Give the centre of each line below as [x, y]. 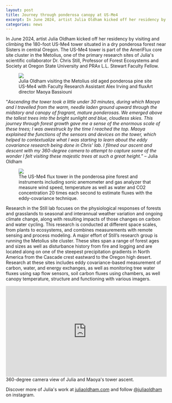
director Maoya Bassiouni [45, 92]
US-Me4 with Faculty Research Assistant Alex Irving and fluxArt [86, 86]
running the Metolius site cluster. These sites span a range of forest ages [83, 241]
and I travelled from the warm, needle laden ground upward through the [82, 107]
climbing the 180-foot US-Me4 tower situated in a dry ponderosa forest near [86, 44]
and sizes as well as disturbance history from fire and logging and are [79, 247]
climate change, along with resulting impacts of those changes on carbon [83, 219]
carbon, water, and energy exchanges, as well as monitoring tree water [80, 268]
